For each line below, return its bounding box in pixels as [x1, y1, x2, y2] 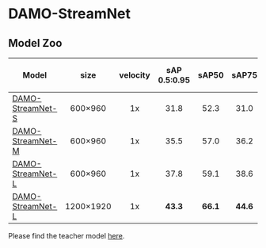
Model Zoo [8, 36, 63, 50]
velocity [119, 70, 150, 80]
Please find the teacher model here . [8, 231, 125, 240]
